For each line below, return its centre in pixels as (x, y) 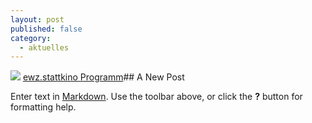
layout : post (37, 19)
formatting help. (43, 107)
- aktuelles (44, 47)
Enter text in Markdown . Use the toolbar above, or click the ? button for (156, 97)
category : (31, 38)
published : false (46, 29)
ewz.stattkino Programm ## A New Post (103, 77)
